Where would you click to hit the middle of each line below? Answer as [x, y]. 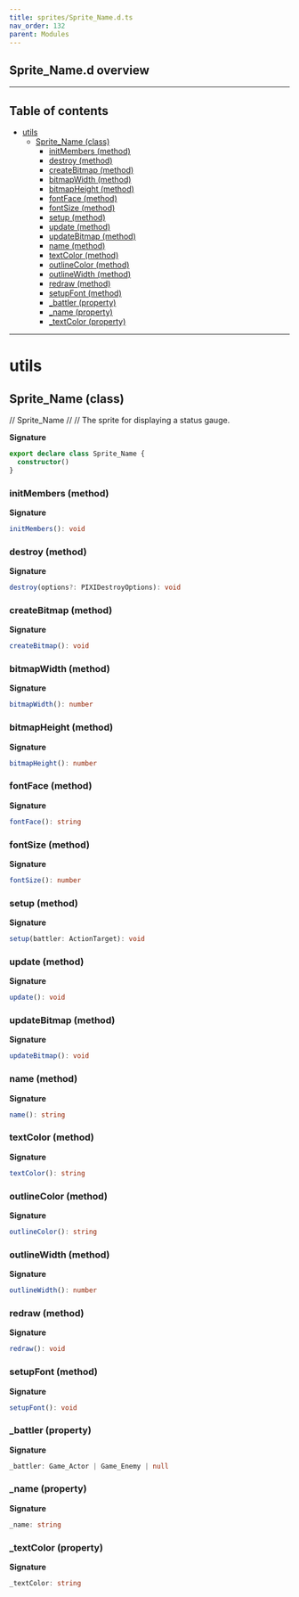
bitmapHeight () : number [53, 763]
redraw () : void [37, 1349]
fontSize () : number [45, 880]
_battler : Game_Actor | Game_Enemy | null [89, 1466]
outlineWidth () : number [53, 1290]
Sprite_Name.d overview [79, 70]
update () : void [37, 998]
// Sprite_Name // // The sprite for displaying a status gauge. [120, 420]
